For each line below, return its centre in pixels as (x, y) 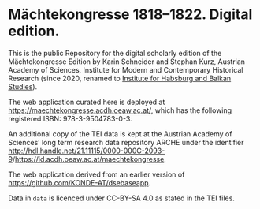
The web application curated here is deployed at (87, 102)
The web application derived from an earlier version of (97, 174)
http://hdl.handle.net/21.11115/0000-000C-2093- (87, 151)
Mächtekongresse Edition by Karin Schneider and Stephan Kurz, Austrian (127, 62)
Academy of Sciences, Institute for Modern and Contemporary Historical (126, 69)
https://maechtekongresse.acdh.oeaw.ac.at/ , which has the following (120, 110)
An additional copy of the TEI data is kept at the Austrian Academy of (120, 134)
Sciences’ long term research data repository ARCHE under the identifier (126, 142)
